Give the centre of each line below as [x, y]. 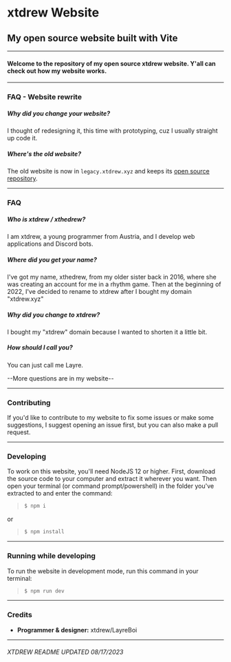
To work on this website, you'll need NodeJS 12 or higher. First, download [111, 471]
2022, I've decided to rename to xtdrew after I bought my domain [100, 291]
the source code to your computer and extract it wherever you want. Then [112, 479]
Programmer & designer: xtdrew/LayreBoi [77, 630]
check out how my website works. [57, 71]
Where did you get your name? [52, 259]
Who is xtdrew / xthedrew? [46, 219]
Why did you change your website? [59, 113]
